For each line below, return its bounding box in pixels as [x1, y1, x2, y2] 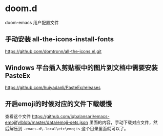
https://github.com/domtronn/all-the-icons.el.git [5, 48, 102, 54]
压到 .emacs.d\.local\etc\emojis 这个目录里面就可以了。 [13, 126, 129, 132]
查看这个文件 [5, 114, 31, 119]
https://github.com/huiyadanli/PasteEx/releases [5, 85, 101, 90]
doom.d [5, 3, 38, 14]
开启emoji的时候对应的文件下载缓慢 [5, 100, 112, 108]
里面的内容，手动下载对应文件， [89, 119, 154, 125]
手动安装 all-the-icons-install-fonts [5, 35, 114, 44]
